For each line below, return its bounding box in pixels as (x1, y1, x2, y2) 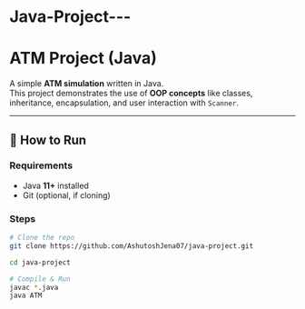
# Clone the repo (9, 234, 75, 243)
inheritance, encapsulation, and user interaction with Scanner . (9, 97, 239, 108)
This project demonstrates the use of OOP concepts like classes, (9, 88, 253, 99)
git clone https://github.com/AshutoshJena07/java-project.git (9, 241, 254, 251)
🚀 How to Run (9, 132, 87, 147)
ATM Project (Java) (9, 48, 157, 69)
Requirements (9, 159, 74, 172)
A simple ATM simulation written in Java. (9, 78, 164, 89)
